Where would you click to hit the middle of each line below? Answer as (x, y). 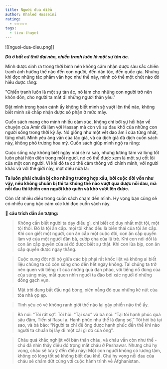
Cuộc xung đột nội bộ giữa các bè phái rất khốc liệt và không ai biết (87, 259)
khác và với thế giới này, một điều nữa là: (47, 168)
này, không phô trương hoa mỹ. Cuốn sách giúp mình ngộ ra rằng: (73, 143)
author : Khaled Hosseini (31, 14)
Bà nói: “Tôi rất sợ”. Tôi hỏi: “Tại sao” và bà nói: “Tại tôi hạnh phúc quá (89, 314)
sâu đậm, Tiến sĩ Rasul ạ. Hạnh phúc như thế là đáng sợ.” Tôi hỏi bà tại (89, 320)
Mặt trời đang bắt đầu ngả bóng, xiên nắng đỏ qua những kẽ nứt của (87, 290)
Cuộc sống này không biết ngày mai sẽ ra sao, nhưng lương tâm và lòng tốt (82, 153)
